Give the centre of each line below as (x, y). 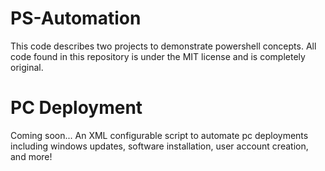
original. (27, 67)
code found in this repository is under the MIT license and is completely (158, 56)
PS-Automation (76, 18)
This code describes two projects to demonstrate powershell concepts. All (163, 46)
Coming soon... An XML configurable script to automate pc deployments (159, 135)
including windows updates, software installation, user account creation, (159, 146)
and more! (31, 156)
